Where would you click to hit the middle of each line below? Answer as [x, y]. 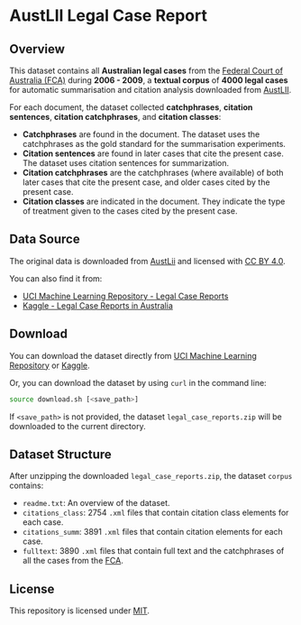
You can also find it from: [56, 278]
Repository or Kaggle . [50, 365]
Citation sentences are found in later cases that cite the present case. [153, 153]
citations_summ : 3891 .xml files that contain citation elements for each [153, 532]
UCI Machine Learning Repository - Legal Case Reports [125, 296]
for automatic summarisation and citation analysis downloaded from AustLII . [150, 90]
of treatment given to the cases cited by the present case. [130, 211]
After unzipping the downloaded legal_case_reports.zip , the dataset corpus [151, 476]
